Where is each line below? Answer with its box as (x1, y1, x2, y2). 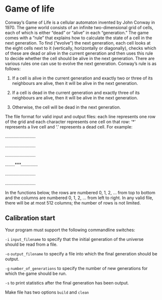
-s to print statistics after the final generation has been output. (5, 280, 129, 285)
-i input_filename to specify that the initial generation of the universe (5, 236, 144, 242)
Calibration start (5, 214, 56, 222)
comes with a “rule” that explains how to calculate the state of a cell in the (5, 35, 152, 41)
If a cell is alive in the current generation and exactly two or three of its (12, 75, 153, 81)
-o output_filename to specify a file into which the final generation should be (5, 251, 158, 256)
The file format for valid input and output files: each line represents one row (5, 113, 156, 119)
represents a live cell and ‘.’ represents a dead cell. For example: (5, 124, 133, 129)
